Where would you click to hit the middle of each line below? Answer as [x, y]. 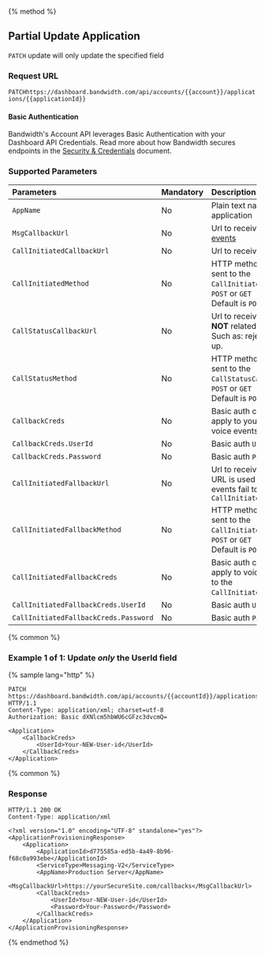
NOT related [234, 326]
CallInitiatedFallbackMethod [67, 530]
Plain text [228, 205]
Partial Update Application [74, 36]
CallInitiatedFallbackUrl [61, 483]
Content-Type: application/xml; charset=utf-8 [86, 710]
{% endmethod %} [39, 943]
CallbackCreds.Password [57, 456]
